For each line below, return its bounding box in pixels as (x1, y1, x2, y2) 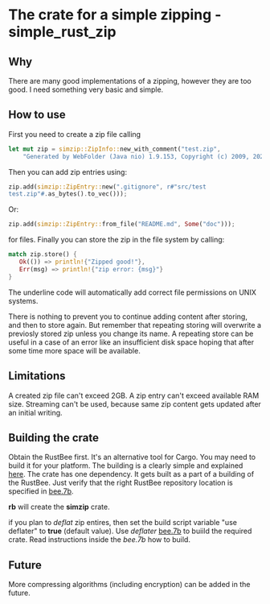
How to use (8, 108, 66, 122)
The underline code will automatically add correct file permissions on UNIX (8, 288, 257, 297)
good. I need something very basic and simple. (8, 85, 164, 94)
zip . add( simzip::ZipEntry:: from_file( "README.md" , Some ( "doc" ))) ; (8, 220, 235, 229)
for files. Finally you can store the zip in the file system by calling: (8, 235, 225, 245)
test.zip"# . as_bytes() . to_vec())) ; (8, 190, 128, 198)
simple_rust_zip (8, 23, 117, 41)
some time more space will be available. (8, 345, 141, 355)
